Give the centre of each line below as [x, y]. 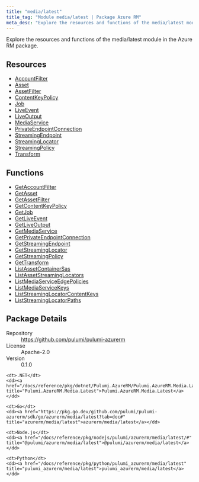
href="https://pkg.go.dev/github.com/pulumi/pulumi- [91, 412]
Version [15, 358]
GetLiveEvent [31, 218]
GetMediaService [36, 231]
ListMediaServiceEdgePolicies [52, 281]
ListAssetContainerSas [42, 269]
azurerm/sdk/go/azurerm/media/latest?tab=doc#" [66, 417]
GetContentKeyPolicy [41, 206]
